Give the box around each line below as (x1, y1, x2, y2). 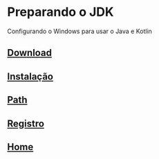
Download (7, 47, 52, 59)
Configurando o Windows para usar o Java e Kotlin (7, 27, 152, 35)
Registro (7, 118, 45, 129)
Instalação (7, 71, 54, 82)
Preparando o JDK (7, 4, 114, 20)
